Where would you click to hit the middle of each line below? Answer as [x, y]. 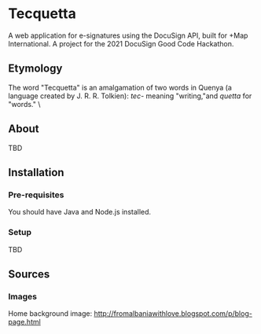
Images [23, 296]
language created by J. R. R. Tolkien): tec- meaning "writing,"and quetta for [130, 96]
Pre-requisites [36, 195]
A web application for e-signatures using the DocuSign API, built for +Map [128, 35]
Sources [29, 274]
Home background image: [50, 314]
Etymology [35, 69]
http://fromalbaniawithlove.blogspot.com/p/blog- [173, 314]
